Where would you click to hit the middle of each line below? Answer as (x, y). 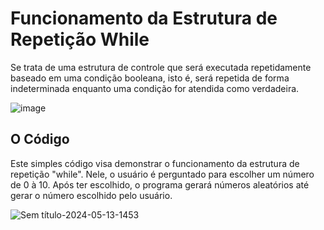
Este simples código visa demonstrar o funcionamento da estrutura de (155, 163)
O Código (40, 139)
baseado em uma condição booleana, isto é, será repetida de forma (150, 78)
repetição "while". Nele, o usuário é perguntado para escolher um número (162, 174)
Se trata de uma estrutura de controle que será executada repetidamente (161, 67)
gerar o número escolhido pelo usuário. (91, 195)
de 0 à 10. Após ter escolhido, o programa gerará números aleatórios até (160, 184)
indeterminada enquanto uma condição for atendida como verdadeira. (155, 88)
